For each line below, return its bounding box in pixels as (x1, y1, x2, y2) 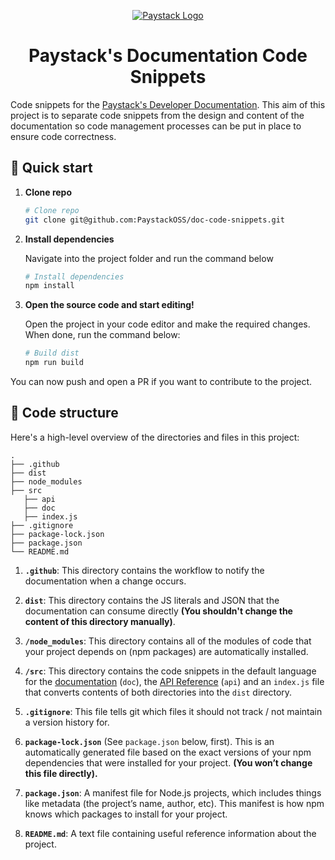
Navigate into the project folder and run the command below (24, 252, 274, 264)
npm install (24, 281, 75, 291)
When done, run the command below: (24, 329, 181, 341)
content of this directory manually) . (24, 615, 176, 627)
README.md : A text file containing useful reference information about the (24, 827, 317, 839)
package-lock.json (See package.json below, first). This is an (24, 735, 275, 747)
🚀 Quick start (10, 160, 93, 177)
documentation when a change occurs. (24, 575, 187, 587)
